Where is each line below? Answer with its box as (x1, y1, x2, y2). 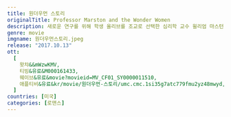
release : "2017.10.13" (7, 42, 72, 49)
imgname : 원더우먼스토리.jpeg (7, 36, 84, 43)
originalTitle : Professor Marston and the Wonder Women (7, 17, 170, 23)
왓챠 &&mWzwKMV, (19, 61, 60, 68)
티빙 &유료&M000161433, (19, 67, 79, 74)
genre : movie (7, 29, 45, 36)
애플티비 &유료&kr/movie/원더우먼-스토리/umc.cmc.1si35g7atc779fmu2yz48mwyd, (19, 81, 225, 87)
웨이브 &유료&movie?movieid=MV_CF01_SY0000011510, (19, 74, 157, 81)
